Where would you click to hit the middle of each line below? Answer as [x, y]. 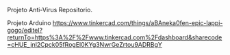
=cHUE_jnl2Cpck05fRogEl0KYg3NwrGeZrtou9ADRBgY [85, 44]
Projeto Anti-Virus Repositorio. [50, 10]
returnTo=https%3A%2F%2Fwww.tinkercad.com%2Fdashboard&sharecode [115, 37]
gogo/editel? [25, 30]
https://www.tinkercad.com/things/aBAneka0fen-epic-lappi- [138, 23]
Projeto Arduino [29, 23]
